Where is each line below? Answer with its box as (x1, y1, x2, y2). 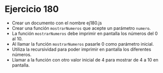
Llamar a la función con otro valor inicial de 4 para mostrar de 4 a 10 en (11, 57, 159, 63)
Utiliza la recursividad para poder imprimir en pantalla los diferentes (11, 46, 152, 52)
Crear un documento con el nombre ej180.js (11, 20, 102, 26)
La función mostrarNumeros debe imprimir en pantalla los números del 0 (11, 30, 158, 36)
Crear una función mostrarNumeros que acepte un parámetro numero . (11, 25, 151, 31)
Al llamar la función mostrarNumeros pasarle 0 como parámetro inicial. (11, 41, 154, 47)
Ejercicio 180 (4, 3, 59, 15)
